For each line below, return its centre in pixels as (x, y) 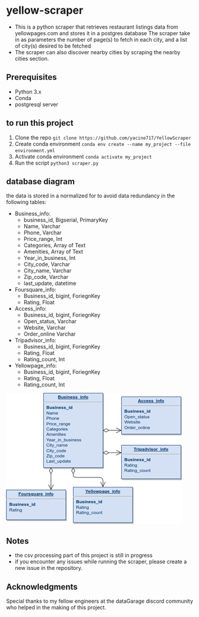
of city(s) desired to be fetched (53, 46)
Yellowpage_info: (36, 366)
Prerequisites (31, 77)
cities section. (32, 58)
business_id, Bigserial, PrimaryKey (66, 220)
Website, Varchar (45, 328)
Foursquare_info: (35, 290)
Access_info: (31, 309)
